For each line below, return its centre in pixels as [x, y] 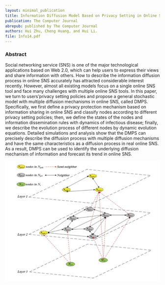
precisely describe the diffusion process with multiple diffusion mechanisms [82, 139]
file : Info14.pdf [23, 36]
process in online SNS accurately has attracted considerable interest [74, 81]
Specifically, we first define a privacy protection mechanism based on [76, 107]
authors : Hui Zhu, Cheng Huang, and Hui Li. [51, 31]
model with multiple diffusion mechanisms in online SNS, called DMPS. [77, 102]
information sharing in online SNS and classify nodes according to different [81, 112]
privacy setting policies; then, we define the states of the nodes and [74, 117]
